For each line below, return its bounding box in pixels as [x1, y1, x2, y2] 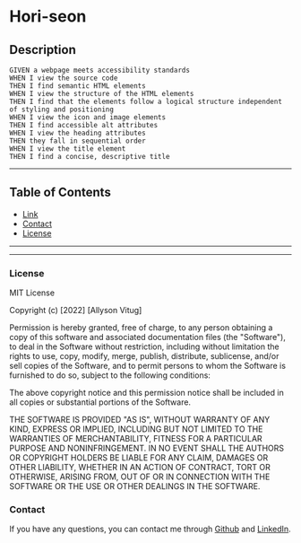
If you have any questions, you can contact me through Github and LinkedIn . [9, 523, 291, 535]
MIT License [9, 287, 56, 298]
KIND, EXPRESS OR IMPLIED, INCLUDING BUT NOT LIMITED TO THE [9, 424, 263, 434]
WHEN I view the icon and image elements [9, 113, 167, 122]
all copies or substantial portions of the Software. [9, 397, 191, 407]
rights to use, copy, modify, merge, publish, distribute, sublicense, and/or [9, 351, 279, 362]
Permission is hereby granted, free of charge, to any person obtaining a [9, 322, 273, 333]
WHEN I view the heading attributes [9, 128, 146, 137]
